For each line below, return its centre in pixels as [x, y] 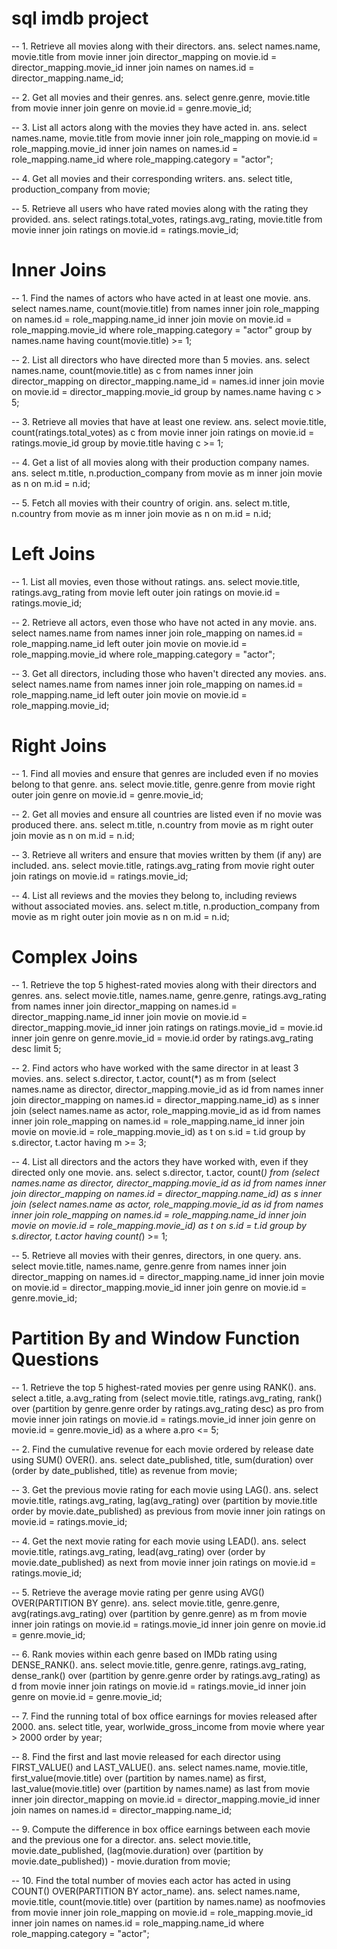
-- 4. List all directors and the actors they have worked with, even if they [160, 1161]
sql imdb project [80, 18]
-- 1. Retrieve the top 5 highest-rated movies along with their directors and [164, 984]
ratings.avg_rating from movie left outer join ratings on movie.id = [146, 592]
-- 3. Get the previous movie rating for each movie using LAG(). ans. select [165, 1489]
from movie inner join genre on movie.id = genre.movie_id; [132, 108]
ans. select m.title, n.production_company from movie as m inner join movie [167, 473]
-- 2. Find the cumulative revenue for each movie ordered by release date [162, 1449]
